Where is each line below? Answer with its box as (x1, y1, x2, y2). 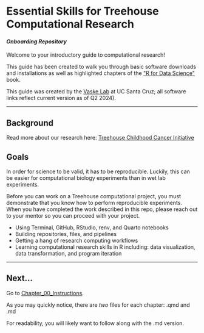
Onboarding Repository (6, 38, 67, 45)
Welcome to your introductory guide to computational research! (6, 51, 165, 59)
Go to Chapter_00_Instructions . (6, 289, 84, 296)
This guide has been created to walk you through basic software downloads (6, 63, 196, 71)
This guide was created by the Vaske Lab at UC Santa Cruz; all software (6, 88, 186, 95)
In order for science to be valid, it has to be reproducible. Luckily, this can (6, 168, 190, 175)
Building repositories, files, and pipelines (15, 231, 117, 238)
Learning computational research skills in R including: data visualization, (15, 243, 195, 251)
